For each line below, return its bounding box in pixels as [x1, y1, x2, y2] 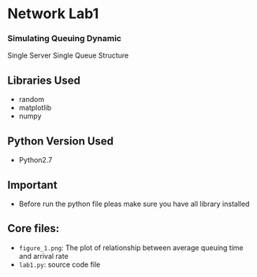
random [18, 95, 45, 104]
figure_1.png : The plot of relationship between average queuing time [18, 242, 244, 253]
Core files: [7, 222, 60, 235]
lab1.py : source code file [18, 260, 101, 269]
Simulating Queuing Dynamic [7, 33, 121, 44]
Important [7, 178, 58, 192]
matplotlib [18, 103, 52, 113]
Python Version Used [7, 134, 114, 148]
